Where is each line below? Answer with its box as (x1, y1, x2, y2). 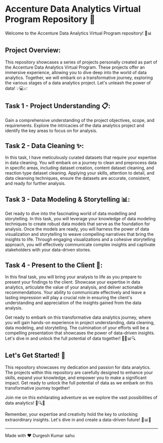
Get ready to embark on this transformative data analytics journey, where (5, 314, 151, 320)
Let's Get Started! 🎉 (5, 351, 65, 360)
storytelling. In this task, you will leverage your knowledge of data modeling (5, 216, 156, 222)
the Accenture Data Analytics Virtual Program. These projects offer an (5, 64, 145, 70)
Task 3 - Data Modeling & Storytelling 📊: (5, 195, 130, 203)
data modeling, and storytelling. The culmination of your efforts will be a (5, 325, 149, 330)
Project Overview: (5, 46, 61, 55)
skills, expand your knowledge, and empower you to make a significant (5, 374, 147, 381)
